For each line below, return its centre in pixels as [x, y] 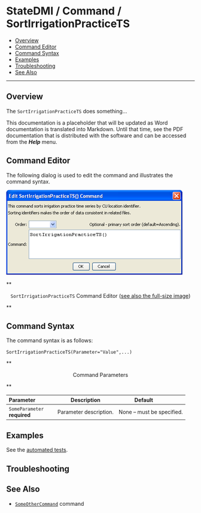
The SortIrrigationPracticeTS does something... [67, 111]
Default [144, 400]
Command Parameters [100, 375]
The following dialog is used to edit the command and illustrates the [90, 175]
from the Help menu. [32, 141]
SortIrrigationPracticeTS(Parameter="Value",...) [69, 352]
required [20, 415]
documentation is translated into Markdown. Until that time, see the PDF [95, 129]
